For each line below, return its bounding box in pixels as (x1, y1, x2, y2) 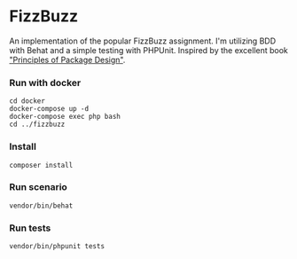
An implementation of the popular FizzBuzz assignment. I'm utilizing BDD (9, 35, 277, 46)
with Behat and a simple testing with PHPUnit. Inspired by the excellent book (9, 44, 288, 55)
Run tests (9, 222, 51, 234)
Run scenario (9, 181, 68, 193)
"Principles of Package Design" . (9, 54, 126, 65)
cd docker (9, 97, 46, 106)
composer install (9, 161, 74, 169)
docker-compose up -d (9, 105, 90, 114)
